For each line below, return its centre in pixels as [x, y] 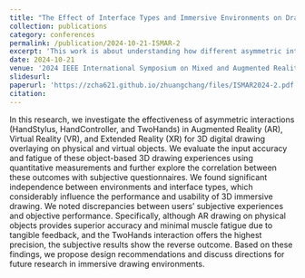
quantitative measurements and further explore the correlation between [143, 168]
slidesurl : [30, 77]
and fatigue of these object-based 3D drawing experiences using [132, 158]
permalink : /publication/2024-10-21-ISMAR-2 [95, 43]
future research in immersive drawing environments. [107, 264]
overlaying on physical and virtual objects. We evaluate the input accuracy [148, 148]
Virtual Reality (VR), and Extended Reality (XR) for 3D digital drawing [138, 139]
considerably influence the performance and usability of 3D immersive [142, 197]
